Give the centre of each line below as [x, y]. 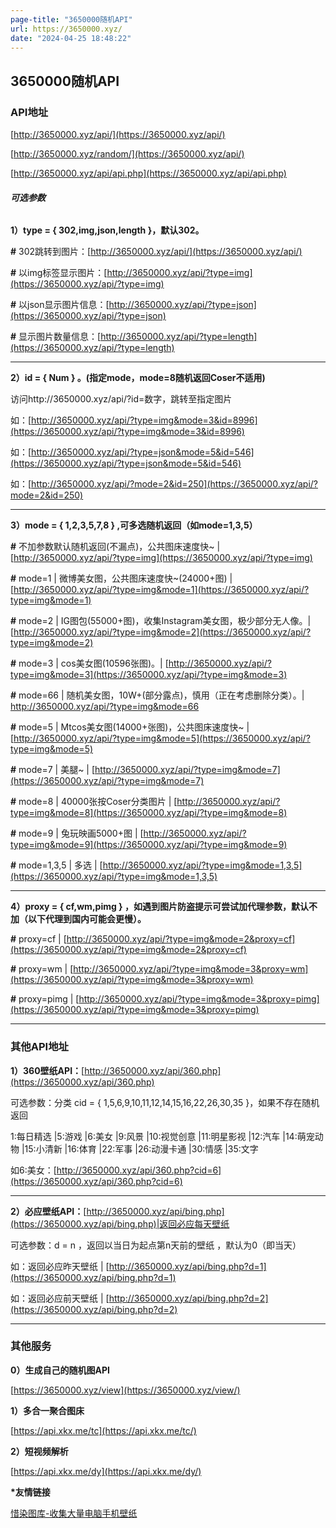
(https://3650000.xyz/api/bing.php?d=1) [93, 1277]
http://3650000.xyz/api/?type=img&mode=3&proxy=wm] [191, 969]
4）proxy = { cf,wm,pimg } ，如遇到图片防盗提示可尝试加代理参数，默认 [159, 907]
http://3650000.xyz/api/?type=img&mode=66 [105, 707]
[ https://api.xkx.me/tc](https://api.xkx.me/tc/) [103, 1430]
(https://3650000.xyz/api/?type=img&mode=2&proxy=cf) [128, 950]
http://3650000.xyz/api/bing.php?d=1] [187, 1266]
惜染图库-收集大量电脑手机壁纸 [74, 1513]
